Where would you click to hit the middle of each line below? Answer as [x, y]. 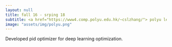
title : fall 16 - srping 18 [35, 15]
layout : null [19, 10]
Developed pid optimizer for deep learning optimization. [64, 39]
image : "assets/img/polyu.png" [39, 24]
